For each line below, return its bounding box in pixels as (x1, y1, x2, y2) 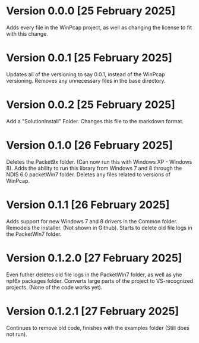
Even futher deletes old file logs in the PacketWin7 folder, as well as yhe (6, 271, 182, 278)
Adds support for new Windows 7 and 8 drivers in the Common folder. (6, 217, 178, 224)
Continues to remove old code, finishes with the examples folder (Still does (6, 324, 190, 331)
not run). (6, 330, 28, 338)
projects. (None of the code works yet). (6, 283, 103, 291)
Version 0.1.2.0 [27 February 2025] (6, 251, 182, 264)
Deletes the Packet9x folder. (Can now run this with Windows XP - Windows (6, 158, 192, 165)
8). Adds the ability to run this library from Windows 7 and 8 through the (6, 164, 182, 171)
